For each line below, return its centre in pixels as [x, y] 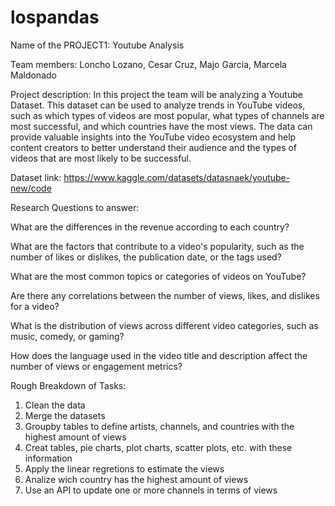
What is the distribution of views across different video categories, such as [164, 325]
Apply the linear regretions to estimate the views [124, 468]
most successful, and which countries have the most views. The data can [161, 126]
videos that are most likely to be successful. [101, 158]
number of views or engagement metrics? [96, 366]
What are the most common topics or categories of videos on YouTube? [158, 276]
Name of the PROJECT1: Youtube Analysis [97, 45]
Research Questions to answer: [75, 207]
